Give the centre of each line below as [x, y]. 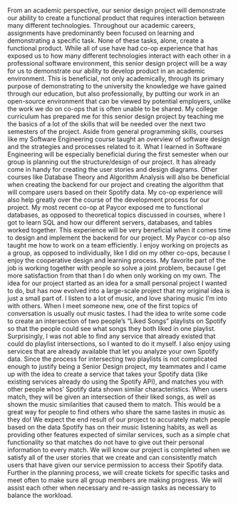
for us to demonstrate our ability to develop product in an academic [106, 71]
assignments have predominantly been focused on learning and [101, 33]
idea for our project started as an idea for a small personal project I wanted [117, 283]
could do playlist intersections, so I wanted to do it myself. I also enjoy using [119, 344]
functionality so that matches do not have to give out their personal [106, 442]
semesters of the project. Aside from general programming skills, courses [115, 132]
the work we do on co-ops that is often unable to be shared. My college [113, 109]
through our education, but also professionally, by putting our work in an [113, 93]
